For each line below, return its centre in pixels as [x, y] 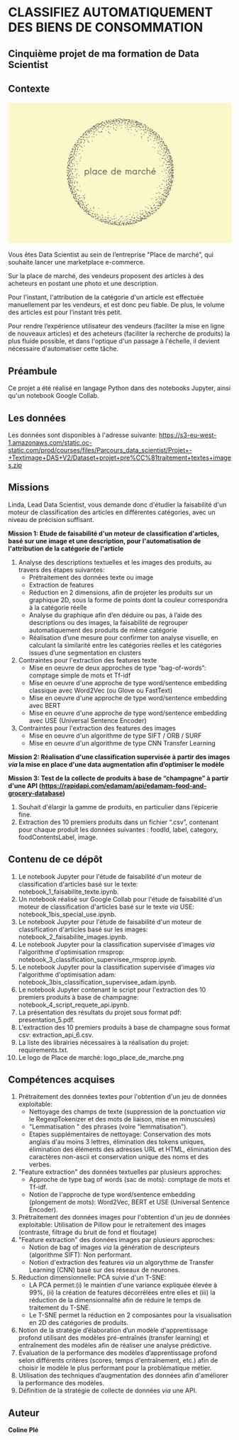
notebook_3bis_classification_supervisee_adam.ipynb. [97, 982]
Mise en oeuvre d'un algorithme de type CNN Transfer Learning [122, 743]
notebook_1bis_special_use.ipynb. [67, 914]
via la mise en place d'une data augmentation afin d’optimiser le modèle [116, 764]
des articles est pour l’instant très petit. [65, 312]
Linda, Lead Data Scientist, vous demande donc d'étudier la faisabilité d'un [117, 504]
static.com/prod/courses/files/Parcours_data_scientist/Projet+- [100, 450]
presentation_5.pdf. [46, 1019]
